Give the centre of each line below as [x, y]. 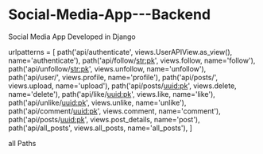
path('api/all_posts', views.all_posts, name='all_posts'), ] [101, 128]
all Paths [22, 143]
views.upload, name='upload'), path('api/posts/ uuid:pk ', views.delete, [122, 86]
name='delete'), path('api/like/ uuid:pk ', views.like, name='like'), [112, 94]
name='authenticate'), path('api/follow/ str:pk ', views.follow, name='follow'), [132, 60]
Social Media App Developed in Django [72, 37]
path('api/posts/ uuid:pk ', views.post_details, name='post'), [104, 119]
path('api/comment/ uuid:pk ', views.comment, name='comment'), [114, 111]
